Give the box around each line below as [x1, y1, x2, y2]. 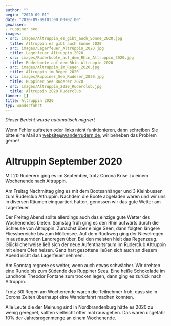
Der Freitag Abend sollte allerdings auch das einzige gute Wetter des [5, 214, 151, 220]
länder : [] [5, 93, 29, 98]
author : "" [5, 7, 29, 13]
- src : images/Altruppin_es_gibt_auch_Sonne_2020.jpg [5, 36, 123, 42]
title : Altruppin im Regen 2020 [10, 70, 79, 75]
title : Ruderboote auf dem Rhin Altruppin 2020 [10, 60, 114, 65]
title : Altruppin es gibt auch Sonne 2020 [10, 41, 102, 46]
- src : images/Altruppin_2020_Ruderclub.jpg [5, 84, 102, 89]
